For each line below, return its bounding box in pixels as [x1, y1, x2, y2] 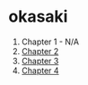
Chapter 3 [21, 55, 59, 66]
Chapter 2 [21, 45, 59, 56]
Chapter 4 [21, 65, 59, 76]
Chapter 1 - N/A [21, 36, 80, 47]
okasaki [8, 6, 68, 27]
